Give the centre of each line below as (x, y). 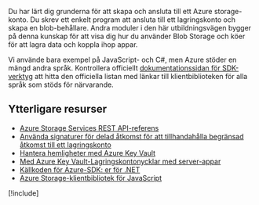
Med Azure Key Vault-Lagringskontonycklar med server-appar (120, 161)
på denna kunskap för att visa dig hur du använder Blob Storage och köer (127, 36)
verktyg (20, 76)
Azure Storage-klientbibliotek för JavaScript (91, 178)
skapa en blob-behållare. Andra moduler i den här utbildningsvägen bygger (130, 28)
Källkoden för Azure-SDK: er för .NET (80, 169)
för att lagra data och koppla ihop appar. (73, 45)
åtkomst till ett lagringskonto (65, 145)
